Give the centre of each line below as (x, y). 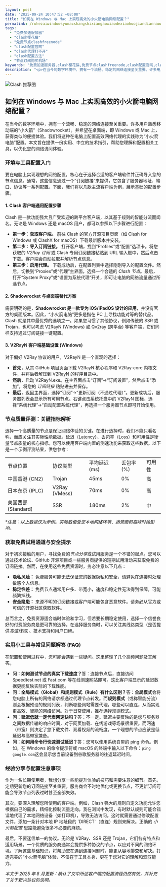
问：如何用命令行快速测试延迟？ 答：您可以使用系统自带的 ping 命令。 (83, 742)
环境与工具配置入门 (28, 163)
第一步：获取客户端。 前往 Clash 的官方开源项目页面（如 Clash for (80, 234)
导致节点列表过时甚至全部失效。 (46, 792)
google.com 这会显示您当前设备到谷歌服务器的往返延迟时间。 (73, 754)
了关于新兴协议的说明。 (29, 880)
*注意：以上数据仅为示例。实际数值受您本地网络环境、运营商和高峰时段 (78, 522)
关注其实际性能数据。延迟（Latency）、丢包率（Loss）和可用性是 (88, 437)
